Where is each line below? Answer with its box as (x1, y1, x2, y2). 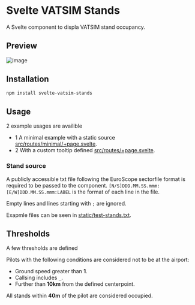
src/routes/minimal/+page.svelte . (14, 140, 97, 147)
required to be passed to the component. (6, 182, 108, 189)
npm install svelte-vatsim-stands (6, 90, 93, 96)
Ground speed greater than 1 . (14, 268, 88, 275)
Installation (6, 74, 49, 84)
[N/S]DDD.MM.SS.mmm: (109, 183, 160, 189)
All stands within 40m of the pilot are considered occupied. (6, 292, 153, 300)
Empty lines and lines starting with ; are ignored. (6, 200, 127, 207)
